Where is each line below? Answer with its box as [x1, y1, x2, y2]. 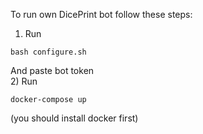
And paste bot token [10, 65, 95, 76]
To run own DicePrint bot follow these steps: [10, 9, 193, 20]
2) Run [10, 75, 38, 87]
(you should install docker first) [10, 112, 139, 124]
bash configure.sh [10, 47, 87, 57]
